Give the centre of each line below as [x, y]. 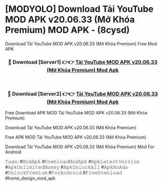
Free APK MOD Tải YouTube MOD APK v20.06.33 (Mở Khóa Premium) [76, 137]
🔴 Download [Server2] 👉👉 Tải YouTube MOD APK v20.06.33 [83, 94]
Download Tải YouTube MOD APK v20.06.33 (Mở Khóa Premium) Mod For [80, 147]
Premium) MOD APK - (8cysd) [67, 30]
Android [13, 152]
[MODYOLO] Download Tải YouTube [79, 9]
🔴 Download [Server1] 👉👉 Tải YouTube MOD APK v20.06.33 [83, 62]
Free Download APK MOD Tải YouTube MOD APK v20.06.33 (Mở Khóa [76, 112]
